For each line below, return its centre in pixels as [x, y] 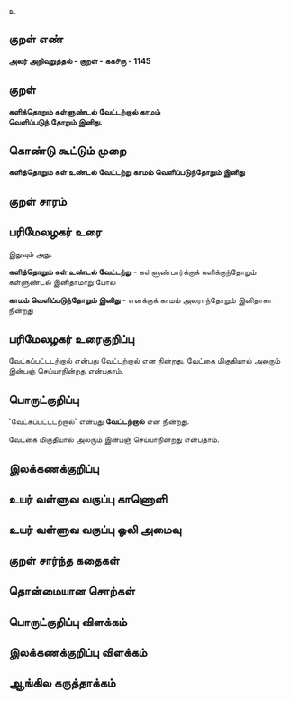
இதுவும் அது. [31, 254]
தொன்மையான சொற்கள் [72, 591]
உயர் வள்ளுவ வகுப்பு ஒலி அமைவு [95, 530]
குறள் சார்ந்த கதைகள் [64, 560]
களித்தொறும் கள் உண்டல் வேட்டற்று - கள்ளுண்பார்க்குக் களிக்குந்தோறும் [132, 272]
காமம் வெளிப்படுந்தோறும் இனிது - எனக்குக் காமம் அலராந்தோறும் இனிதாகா [140, 300]
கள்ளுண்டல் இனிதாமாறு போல [62, 281]
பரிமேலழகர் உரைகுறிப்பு [71, 339]
